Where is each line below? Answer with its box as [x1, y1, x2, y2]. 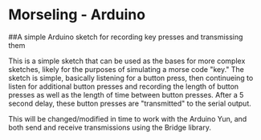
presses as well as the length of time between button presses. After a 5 [8, 90, 244, 99]
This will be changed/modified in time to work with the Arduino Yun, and [8, 114, 247, 123]
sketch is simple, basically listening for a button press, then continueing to [8, 73, 254, 82]
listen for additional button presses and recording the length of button [8, 82, 239, 91]
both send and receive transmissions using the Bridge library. [8, 122, 211, 132]
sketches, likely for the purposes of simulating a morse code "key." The [8, 64, 245, 74]
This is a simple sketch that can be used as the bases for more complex [8, 56, 246, 66]
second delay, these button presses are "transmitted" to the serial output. [8, 98, 251, 108]
